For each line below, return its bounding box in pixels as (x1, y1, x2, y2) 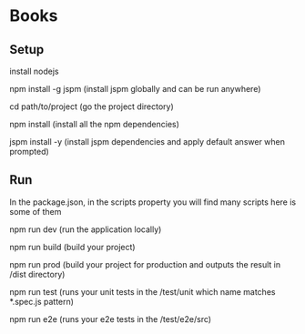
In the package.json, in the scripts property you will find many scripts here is (9, 197, 297, 207)
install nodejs (9, 66, 59, 76)
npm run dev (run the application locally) (9, 224, 162, 235)
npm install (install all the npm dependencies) (9, 119, 180, 129)
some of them (9, 206, 62, 217)
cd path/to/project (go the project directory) (9, 101, 175, 112)
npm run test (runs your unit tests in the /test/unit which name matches (9, 286, 276, 297)
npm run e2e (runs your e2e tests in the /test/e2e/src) (9, 313, 212, 324)
